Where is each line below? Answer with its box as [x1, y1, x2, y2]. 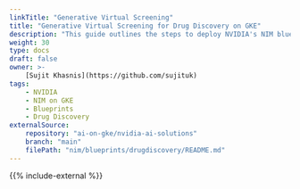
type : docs [9, 46, 50, 55]
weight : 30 [9, 37, 50, 47]
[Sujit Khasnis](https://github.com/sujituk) [25, 71, 198, 80]
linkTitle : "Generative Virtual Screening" [9, 12, 174, 22]
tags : [9, 79, 29, 88]
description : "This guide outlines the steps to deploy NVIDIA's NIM [9, 29, 274, 38]
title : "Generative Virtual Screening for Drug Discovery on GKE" [9, 21, 262, 30]
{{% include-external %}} [9, 170, 104, 181]
